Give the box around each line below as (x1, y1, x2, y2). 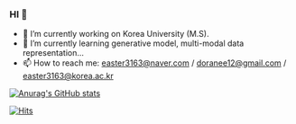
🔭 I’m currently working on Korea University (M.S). (22, 29, 209, 40)
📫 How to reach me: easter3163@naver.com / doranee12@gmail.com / (22, 58, 287, 68)
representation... (22, 48, 84, 58)
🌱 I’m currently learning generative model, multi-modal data (22, 38, 245, 49)
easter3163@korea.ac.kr (22, 71, 115, 82)
